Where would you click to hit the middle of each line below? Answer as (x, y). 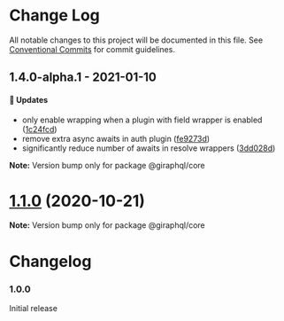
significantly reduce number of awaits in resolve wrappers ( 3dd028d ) (149, 148)
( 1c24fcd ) (39, 129)
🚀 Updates (29, 99)
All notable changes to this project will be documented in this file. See (136, 40)
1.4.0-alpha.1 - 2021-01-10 (83, 78)
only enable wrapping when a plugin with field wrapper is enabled (142, 120)
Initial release (33, 308)
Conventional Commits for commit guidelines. (92, 49)
